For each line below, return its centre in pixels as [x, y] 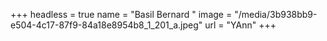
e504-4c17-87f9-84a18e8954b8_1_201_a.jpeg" [106, 25]
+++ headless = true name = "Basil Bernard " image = [121, 14]
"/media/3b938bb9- [276, 14]
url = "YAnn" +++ [240, 25]
